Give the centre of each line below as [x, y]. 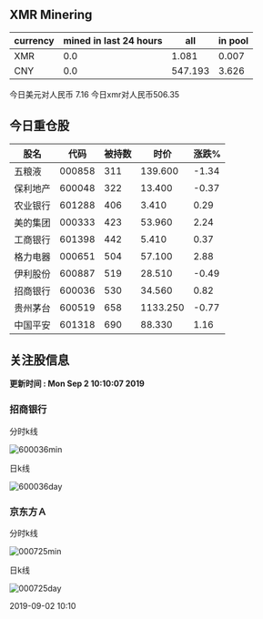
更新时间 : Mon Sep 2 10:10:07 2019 [77, 384]
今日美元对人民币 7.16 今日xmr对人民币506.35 [95, 94]
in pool [233, 40]
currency [34, 40]
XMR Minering [51, 15]
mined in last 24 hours [113, 40]
